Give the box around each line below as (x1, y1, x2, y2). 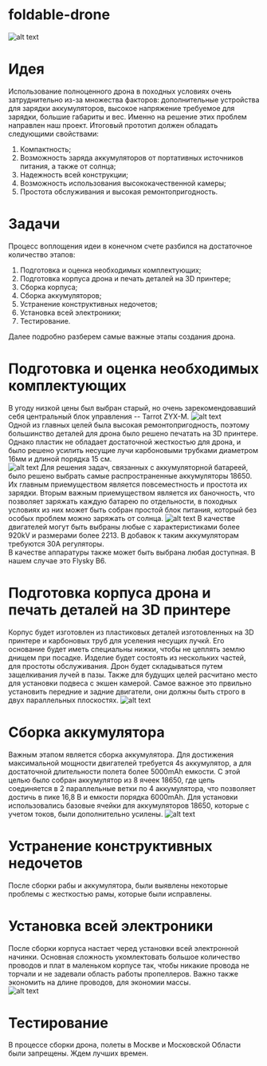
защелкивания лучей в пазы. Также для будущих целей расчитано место (8, 670, 258, 679)
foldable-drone (8, 6, 110, 24)
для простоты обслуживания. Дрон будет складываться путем (8, 661, 223, 670)
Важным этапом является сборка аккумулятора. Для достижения (8, 750, 234, 759)
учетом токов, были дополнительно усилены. (8, 809, 163, 818)
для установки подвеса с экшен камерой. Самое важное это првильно (8, 678, 253, 688)
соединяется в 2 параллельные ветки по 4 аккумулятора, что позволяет (8, 783, 257, 793)
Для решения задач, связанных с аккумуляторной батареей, (40, 462, 249, 472)
